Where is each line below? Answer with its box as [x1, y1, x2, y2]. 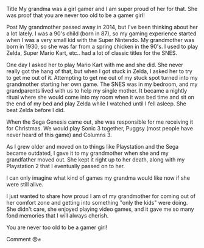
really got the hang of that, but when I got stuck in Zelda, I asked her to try [6, 68, 193, 75]
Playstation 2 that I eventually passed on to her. [6, 163, 125, 169]
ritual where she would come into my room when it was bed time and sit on [6, 94, 195, 101]
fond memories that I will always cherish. [6, 212, 109, 219]
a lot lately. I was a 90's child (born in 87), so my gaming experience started [6, 30, 197, 37]
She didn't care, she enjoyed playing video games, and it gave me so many [6, 205, 194, 213]
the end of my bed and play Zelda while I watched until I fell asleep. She [6, 100, 187, 107]
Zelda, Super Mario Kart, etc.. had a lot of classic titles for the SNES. [6, 49, 178, 57]
